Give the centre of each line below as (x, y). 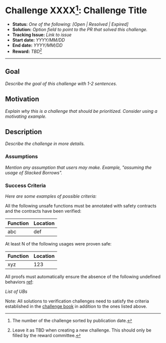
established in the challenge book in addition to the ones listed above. (76, 306)
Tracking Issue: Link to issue (42, 35)
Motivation (22, 99)
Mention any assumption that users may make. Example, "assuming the (79, 167)
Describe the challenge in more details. (45, 144)
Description (23, 132)
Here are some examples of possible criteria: (51, 196)
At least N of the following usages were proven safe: (59, 244)
